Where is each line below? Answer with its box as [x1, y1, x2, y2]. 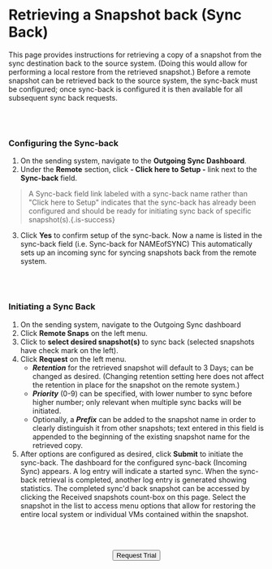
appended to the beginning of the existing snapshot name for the [32, 432, 250, 442]
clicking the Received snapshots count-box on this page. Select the [19, 492, 246, 502]
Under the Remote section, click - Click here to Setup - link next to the [19, 165, 257, 175]
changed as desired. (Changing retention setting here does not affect [32, 371, 264, 381]
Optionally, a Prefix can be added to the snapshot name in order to [32, 414, 256, 424]
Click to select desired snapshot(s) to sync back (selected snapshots [19, 337, 255, 347]
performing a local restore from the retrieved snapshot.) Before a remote [8, 67, 252, 76]
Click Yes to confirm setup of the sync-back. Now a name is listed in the [19, 231, 262, 240]
